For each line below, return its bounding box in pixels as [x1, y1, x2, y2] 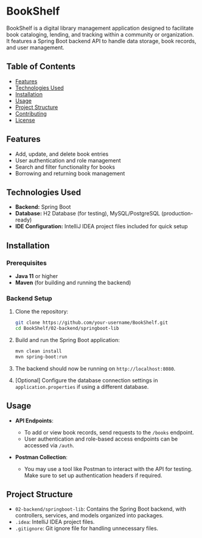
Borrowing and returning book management [15, 169, 125, 177]
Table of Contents [6, 61, 76, 72]
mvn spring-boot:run [15, 354, 68, 360]
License [15, 116, 35, 124]
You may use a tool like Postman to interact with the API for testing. [24, 465, 193, 472]
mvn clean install [15, 348, 62, 354]
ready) [15, 216, 32, 223]
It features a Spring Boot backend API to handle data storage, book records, [6, 37, 197, 44]
